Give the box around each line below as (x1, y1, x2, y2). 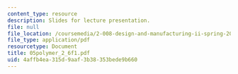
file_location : (7, 30, 52, 37)
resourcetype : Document (7, 43, 78, 50)
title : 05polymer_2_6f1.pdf (7, 50, 91, 57)
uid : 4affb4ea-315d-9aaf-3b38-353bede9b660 (7, 56, 138, 63)
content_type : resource (7, 10, 78, 18)
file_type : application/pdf (7, 37, 91, 44)
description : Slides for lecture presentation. (7, 17, 151, 24)
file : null (7, 23, 40, 30)
